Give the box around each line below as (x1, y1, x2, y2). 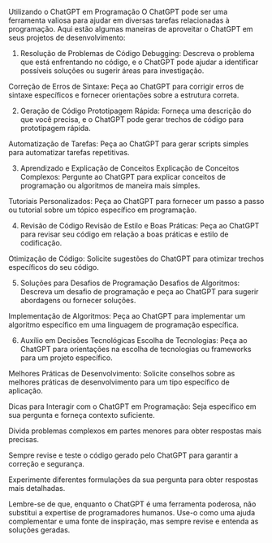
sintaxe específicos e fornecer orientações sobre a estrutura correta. (8, 90, 240, 100)
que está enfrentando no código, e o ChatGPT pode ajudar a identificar (19, 57, 258, 67)
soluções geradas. (8, 525, 71, 535)
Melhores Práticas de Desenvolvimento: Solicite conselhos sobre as (8, 369, 235, 378)
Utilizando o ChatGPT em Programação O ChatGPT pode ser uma (8, 7, 228, 16)
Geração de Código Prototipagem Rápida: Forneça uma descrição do (19, 106, 252, 115)
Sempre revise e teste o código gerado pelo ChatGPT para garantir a (8, 450, 239, 460)
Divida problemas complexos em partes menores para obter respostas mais (8, 426, 262, 436)
